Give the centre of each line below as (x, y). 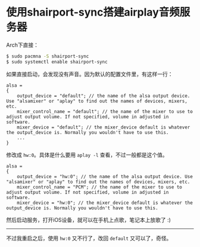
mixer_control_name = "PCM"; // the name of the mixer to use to (100, 187)
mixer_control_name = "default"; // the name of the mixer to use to (105, 111)
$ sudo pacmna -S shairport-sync (48, 56)
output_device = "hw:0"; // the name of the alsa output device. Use (105, 176)
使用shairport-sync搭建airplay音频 (93, 12)
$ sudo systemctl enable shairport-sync (57, 62)
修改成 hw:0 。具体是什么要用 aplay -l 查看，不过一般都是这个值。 (87, 155)
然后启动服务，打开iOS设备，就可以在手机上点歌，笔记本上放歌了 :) (89, 219)
